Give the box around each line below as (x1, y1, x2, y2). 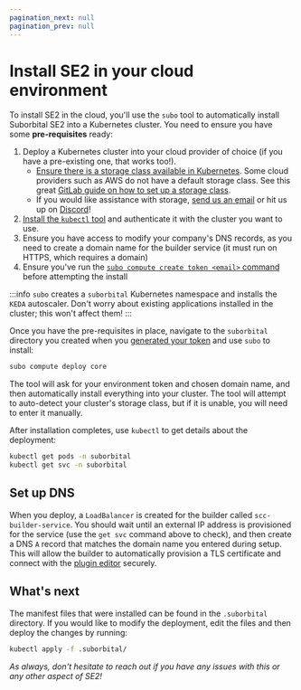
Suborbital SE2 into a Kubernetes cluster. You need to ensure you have (9, 119, 273, 130)
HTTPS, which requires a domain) (22, 252, 149, 263)
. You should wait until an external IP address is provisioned (70, 519, 292, 530)
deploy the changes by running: (9, 627, 128, 638)
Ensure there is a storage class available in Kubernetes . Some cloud (35, 165, 289, 176)
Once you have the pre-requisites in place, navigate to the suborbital (9, 326, 268, 336)
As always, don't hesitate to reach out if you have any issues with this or (9, 661, 280, 672)
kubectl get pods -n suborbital (9, 452, 131, 461)
